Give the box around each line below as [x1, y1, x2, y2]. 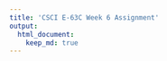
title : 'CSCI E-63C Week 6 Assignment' [9, 13, 160, 22]
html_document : [17, 30, 75, 39]
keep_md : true [25, 38, 79, 48]
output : [9, 22, 39, 30]
